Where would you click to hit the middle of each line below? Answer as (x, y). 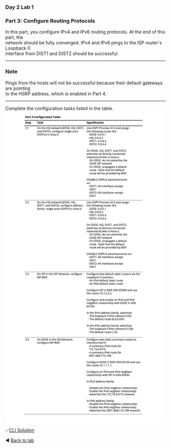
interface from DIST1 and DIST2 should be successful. (62, 54)
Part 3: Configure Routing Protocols (50, 20)
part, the (14, 37)
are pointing (18, 88)
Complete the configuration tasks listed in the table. (59, 108)
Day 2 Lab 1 (20, 7)
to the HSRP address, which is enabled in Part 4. (56, 93)
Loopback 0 (18, 48)
